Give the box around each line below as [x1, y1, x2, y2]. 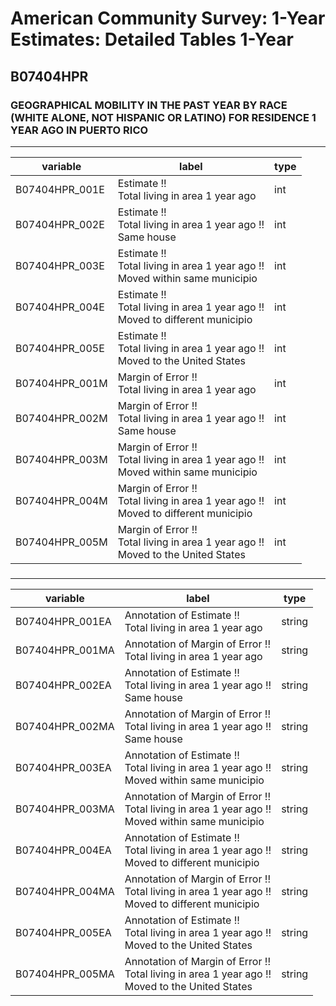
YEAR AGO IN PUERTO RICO [10, 123, 149, 137]
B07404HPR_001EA [15, 614, 112, 628]
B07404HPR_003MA [15, 802, 115, 816]
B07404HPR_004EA [15, 843, 112, 857]
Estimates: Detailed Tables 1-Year [10, 28, 294, 51]
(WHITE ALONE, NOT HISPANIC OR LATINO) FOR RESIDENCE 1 [10, 110, 317, 124]
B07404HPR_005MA [15, 967, 115, 981]
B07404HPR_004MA [15, 884, 115, 898]
